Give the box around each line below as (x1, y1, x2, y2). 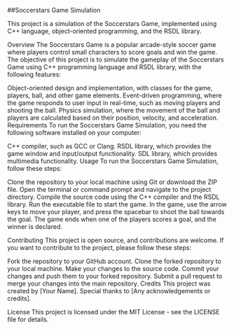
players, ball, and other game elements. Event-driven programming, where (7, 91, 222, 99)
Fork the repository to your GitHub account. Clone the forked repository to (7, 257, 222, 265)
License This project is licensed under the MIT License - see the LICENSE (7, 308, 220, 316)
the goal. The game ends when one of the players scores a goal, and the (7, 215, 217, 223)
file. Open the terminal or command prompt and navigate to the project (7, 185, 212, 193)
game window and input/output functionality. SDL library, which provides (7, 150, 218, 157)
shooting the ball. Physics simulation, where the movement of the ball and (7, 106, 221, 114)
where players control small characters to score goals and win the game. (7, 48, 217, 56)
